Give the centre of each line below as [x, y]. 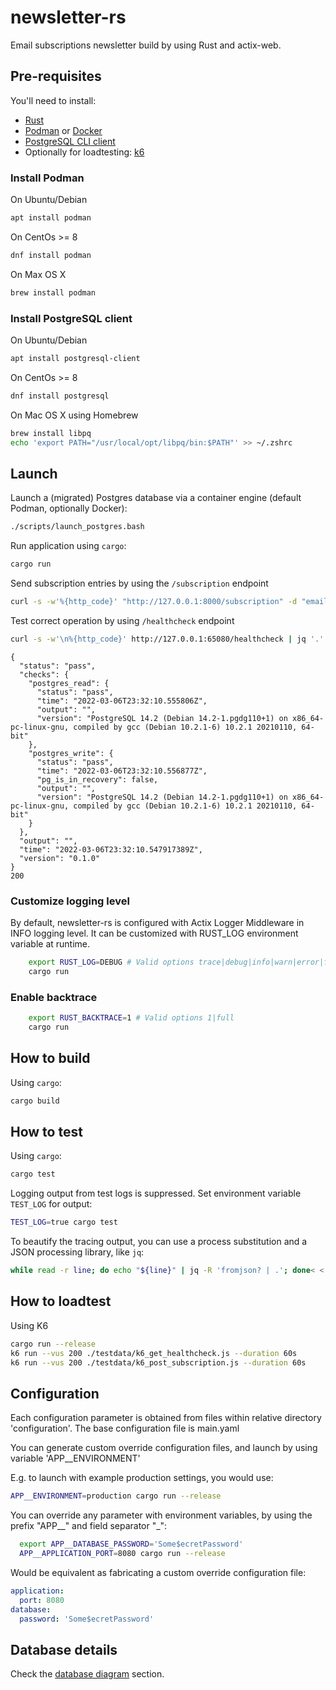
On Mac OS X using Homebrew [74, 415]
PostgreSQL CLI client [70, 141]
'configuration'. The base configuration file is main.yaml [125, 1428]
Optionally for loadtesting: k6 [84, 152]
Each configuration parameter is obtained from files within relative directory [166, 1418]
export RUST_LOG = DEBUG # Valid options [111, 962]
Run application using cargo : [68, 546]
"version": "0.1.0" [60, 858]
